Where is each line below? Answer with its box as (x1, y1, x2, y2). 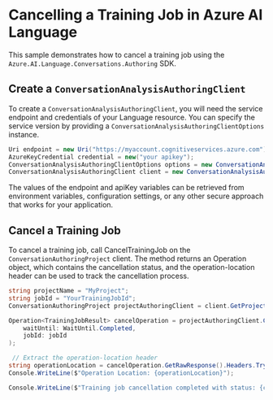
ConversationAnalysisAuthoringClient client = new (8, 168, 184, 176)
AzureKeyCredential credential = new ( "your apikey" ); (8, 153, 195, 161)
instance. (8, 129, 40, 139)
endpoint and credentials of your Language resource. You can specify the (8, 112, 256, 122)
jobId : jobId (23, 332, 67, 340)
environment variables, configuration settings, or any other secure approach (8, 191, 264, 201)
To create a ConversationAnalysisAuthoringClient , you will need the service (8, 103, 263, 113)
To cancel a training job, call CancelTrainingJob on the (8, 246, 191, 255)
